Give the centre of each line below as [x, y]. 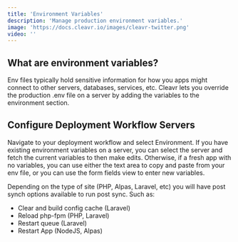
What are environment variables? [83, 62]
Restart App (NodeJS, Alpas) [60, 231]
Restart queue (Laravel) [52, 223]
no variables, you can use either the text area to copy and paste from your [116, 165]
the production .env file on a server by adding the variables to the [103, 95]
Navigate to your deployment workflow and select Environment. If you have [118, 142]
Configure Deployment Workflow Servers [102, 125]
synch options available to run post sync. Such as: [81, 194]
